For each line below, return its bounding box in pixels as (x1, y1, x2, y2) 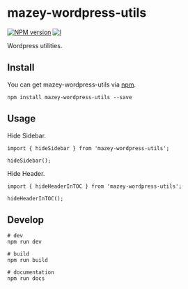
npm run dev (7, 239, 42, 246)
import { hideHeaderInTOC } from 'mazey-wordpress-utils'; (7, 183, 182, 190)
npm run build (7, 257, 49, 264)
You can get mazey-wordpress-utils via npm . (7, 80, 136, 89)
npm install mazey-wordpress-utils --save (7, 94, 132, 101)
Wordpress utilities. (7, 41, 63, 50)
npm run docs (7, 275, 45, 282)
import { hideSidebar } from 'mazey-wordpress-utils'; (7, 144, 170, 151)
